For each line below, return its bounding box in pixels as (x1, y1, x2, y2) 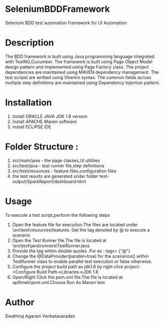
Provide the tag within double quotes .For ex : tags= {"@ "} (12, 248, 131, 254)
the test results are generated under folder (12, 173, 99, 179)
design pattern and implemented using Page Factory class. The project (5, 64, 149, 70)
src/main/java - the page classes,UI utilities (12, 157, 100, 163)
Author (5, 296, 34, 308)
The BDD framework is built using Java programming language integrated (5, 53, 155, 59)
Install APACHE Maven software (12, 119, 77, 124)
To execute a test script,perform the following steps (5, 212, 110, 218)
